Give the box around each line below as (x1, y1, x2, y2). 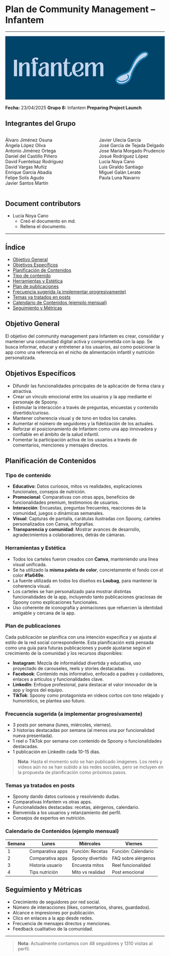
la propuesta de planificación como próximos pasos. (17, 769, 127, 776)
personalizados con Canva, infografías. (12, 521, 95, 527)
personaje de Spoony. (12, 399, 59, 405)
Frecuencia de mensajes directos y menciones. (12, 920, 111, 926)
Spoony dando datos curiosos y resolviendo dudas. (12, 793, 120, 799)
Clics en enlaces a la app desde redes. (12, 915, 94, 921)
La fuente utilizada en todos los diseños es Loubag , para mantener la (12, 577, 157, 583)
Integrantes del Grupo (5, 119, 76, 128)
